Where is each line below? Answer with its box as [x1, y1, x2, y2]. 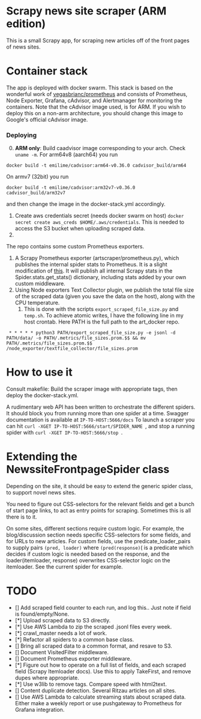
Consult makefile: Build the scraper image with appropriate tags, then [6, 385, 178, 393]
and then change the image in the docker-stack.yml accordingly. [6, 200, 166, 208]
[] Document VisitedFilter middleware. [14, 648, 109, 655]
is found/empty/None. [14, 610, 70, 618]
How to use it [6, 366, 73, 379]
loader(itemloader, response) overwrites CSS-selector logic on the [6, 557, 170, 564]
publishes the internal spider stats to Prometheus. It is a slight [14, 261, 168, 268]
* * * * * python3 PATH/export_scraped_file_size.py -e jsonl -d [8, 330, 176, 336]
